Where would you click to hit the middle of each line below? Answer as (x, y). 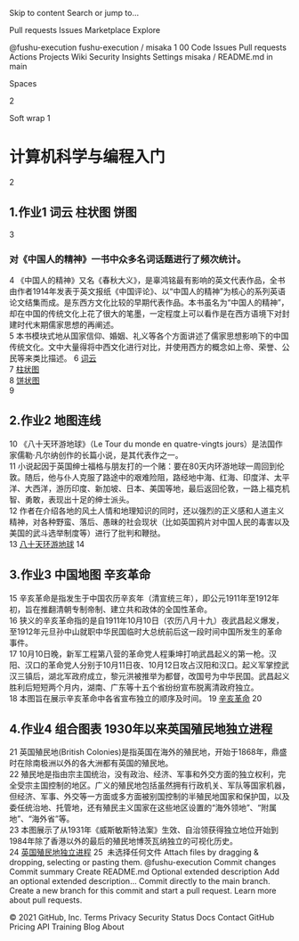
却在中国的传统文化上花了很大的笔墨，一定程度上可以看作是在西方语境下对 (145, 314)
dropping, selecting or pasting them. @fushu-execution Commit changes (143, 863)
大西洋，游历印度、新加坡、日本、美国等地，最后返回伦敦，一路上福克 (153, 488)
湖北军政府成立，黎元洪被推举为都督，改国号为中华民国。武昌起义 (169, 675)
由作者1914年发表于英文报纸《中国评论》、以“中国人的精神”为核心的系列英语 (148, 291)
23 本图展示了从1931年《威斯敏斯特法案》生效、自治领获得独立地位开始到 (144, 830)
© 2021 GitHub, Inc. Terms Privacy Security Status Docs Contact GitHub (141, 918)
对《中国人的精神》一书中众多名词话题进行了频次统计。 (128, 259)
